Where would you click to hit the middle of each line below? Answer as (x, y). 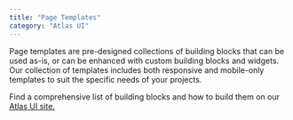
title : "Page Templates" (55, 17)
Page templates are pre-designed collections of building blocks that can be (147, 51)
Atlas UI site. (32, 106)
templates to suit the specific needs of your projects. (106, 79)
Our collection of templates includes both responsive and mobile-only (137, 70)
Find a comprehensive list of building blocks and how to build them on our (144, 96)
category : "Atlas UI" (49, 26)
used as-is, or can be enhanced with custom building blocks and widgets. (144, 60)
